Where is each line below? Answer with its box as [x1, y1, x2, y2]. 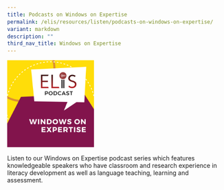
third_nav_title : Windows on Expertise [7, 40, 122, 47]
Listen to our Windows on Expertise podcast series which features [7, 154, 195, 162]
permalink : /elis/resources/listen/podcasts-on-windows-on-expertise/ [7, 18, 214, 25]
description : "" [7, 33, 54, 40]
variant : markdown [7, 25, 60, 32]
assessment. [7, 176, 43, 184]
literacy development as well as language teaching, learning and [7, 169, 189, 177]
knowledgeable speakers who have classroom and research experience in [7, 161, 218, 169]
